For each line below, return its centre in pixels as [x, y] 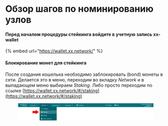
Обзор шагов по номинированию [79, 9]
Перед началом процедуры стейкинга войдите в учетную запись [79, 34]
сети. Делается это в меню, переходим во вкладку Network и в [75, 79]
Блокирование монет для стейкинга [46, 62]
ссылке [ [15, 91]
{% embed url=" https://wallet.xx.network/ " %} [54, 51]
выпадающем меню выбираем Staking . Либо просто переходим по [79, 85]
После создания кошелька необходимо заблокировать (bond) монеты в [84, 74]
